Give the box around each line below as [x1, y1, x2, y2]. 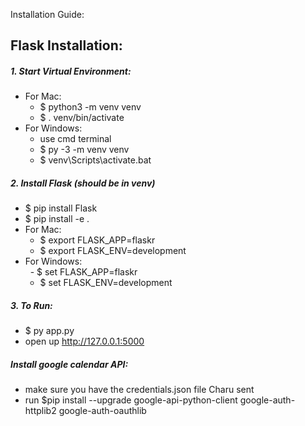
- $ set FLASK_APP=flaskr [29, 266, 138, 278]
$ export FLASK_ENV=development [39, 245, 187, 257]
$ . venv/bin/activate [39, 112, 125, 124]
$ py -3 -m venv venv [39, 144, 130, 156]
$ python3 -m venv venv [39, 101, 142, 113]
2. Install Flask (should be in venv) [10, 177, 156, 189]
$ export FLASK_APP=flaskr [39, 234, 156, 246]
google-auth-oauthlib [58, 405, 147, 417]
